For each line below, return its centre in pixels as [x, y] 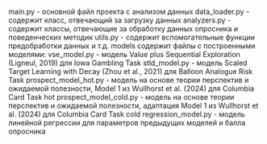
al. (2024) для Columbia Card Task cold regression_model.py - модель [127, 114]
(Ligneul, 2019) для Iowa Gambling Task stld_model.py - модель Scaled [128, 63]
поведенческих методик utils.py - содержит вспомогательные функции [132, 37]
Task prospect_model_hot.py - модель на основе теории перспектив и [129, 80]
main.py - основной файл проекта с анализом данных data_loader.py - [129, 12]
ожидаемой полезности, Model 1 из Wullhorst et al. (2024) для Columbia [131, 88]
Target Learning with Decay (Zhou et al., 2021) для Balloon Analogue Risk [131, 71]
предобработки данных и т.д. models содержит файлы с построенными [132, 46]
